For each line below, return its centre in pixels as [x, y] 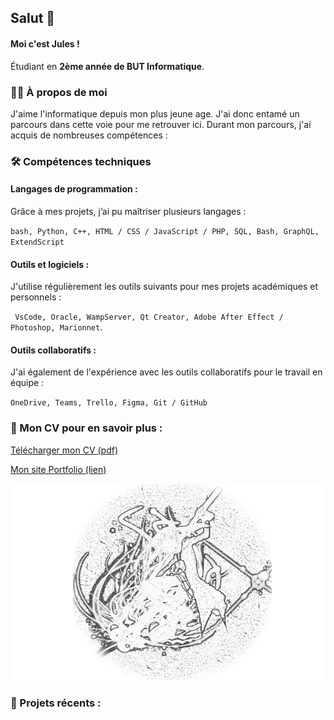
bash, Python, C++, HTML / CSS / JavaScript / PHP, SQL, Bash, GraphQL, [165, 232]
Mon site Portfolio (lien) [58, 469]
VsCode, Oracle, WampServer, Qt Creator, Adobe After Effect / [149, 317]
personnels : [36, 297]
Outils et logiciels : [50, 264]
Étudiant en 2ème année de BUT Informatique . [107, 66]
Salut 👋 [33, 18]
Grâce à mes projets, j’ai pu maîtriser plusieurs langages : [128, 212]
